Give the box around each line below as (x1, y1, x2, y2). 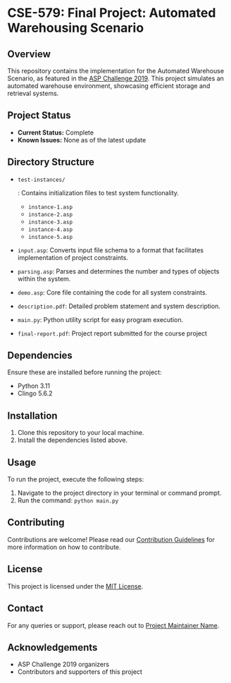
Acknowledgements (7, 641, 98, 653)
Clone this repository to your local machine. (17, 429, 144, 437)
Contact (7, 603, 44, 615)
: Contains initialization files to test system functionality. (17, 188, 180, 197)
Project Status (7, 109, 72, 121)
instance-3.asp (27, 219, 73, 226)
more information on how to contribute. (7, 543, 121, 551)
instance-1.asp (27, 203, 73, 211)
